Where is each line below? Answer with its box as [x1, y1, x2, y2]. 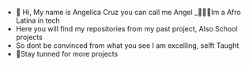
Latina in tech [15, 16, 61, 25]
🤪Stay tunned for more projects [15, 49, 119, 58]
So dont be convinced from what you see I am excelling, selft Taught [15, 41, 240, 50]
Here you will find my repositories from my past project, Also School [15, 24, 239, 33]
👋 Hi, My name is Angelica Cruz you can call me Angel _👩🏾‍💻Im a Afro [15, 8, 241, 16]
